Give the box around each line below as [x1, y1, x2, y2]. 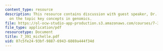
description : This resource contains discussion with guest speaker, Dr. [5, 12, 158, 17]
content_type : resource [5, 7, 53, 12]
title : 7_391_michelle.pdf [5, 34, 60, 39]
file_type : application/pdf [5, 25, 62, 30]
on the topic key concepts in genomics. [9, 16, 92, 21]
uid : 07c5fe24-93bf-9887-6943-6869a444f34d [5, 39, 95, 44]
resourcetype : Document [5, 30, 53, 34]
